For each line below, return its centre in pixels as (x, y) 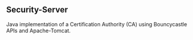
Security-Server (37, 10)
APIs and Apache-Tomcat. (38, 30)
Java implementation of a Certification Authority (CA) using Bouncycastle (97, 24)
